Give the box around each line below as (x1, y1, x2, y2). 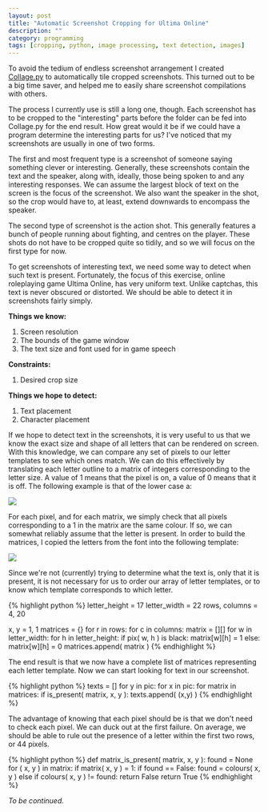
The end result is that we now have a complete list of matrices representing (8, 657, 257, 667)
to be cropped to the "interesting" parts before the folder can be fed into (8, 113, 247, 123)
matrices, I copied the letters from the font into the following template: (8, 538, 239, 547)
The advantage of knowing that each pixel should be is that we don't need (8, 714, 253, 724)
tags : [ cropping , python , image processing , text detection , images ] (8, 42, 246, 50)
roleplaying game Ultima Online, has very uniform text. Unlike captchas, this (8, 279, 258, 289)
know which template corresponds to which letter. (8, 585, 174, 595)
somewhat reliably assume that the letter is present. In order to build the (8, 529, 246, 539)
